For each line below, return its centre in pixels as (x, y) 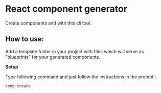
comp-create (18, 86)
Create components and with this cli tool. (49, 23)
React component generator (66, 9)
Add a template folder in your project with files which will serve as (75, 51)
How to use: (25, 39)
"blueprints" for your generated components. (53, 57)
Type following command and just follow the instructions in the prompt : (81, 77)
